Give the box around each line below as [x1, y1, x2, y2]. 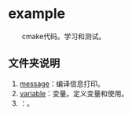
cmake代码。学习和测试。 [22, 31, 106, 41]
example [8, 5, 66, 23]
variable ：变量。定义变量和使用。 [19, 88, 129, 98]
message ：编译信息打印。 [19, 79, 104, 88]
